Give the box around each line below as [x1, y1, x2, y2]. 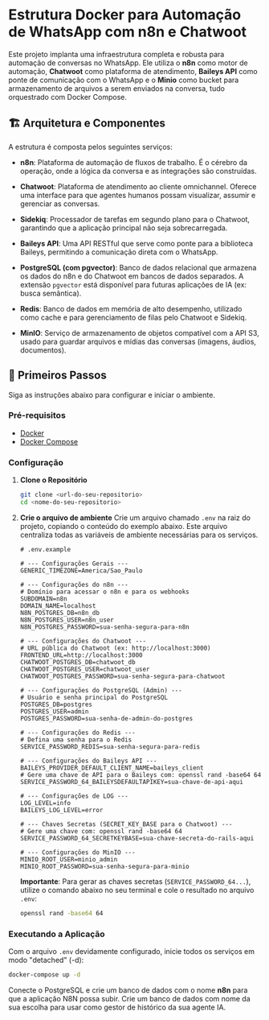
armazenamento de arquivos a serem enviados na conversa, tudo [8, 83, 225, 93]
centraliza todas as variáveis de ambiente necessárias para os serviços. [19, 530, 259, 539]
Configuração [8, 456, 64, 468]
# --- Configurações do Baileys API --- [19, 757, 157, 765]
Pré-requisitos [8, 410, 66, 421]
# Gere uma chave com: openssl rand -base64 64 [19, 827, 182, 835]
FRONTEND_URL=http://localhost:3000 [19, 650, 143, 659]
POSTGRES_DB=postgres [19, 700, 92, 708]
